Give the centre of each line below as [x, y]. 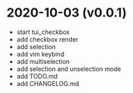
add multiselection [43, 61]
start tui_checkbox [43, 32]
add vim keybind [40, 54]
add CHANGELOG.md [48, 83]
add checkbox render [47, 39]
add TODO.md [37, 76]
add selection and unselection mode [69, 69]
